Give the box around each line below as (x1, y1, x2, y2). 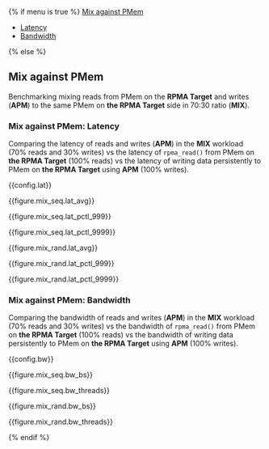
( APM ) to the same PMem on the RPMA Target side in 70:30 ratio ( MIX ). (8, 100, 250, 110)
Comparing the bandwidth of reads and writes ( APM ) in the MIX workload (8, 313, 254, 323)
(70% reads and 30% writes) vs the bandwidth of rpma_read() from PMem (8, 321, 256, 331)
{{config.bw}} (8, 354, 54, 364)
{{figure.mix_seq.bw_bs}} (8, 370, 93, 379)
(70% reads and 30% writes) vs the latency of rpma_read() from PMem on (8, 147, 254, 157)
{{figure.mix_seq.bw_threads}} (8, 386, 111, 396)
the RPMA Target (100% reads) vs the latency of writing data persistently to (8, 156, 261, 166)
